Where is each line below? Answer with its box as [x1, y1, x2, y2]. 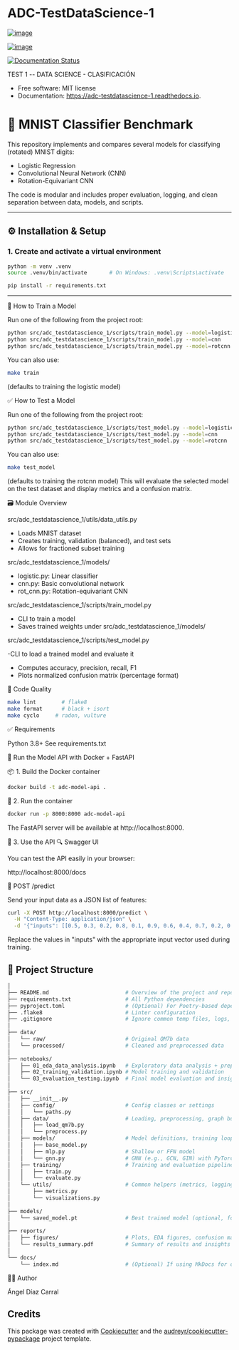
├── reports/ [7, 1227, 46, 1235]
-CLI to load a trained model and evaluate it [7, 650, 134, 659]
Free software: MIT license [17, 83, 96, 92]
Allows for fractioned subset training [17, 544, 125, 553]
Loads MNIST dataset [17, 529, 82, 537]
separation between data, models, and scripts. [7, 197, 144, 206]
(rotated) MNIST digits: [7, 148, 75, 156]
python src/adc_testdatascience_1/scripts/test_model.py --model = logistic [7, 424, 234, 431]
